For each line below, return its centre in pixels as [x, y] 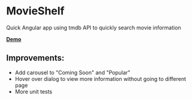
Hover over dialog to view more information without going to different [100, 78]
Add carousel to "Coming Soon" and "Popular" [73, 72]
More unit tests [34, 92]
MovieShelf [35, 11]
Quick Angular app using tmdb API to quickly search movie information [94, 28]
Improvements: [35, 58]
